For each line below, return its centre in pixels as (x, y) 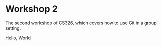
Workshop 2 (32, 9)
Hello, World (18, 38)
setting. (13, 28)
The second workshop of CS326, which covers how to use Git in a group (81, 23)
